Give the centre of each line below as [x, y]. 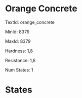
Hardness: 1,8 [19, 51]
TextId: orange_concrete [30, 22]
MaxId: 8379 [18, 41]
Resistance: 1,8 [20, 60]
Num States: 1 [19, 70]
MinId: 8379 [17, 32]
